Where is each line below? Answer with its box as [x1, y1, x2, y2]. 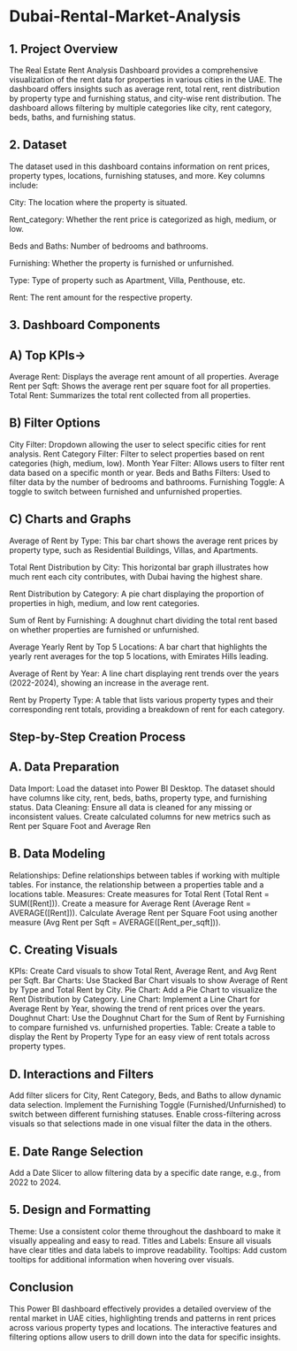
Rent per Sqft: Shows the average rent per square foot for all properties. [9, 380, 271, 391]
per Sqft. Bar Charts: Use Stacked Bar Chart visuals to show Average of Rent [9, 975, 288, 986]
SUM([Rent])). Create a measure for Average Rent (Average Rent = [9, 898, 252, 909]
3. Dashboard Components [9, 318, 161, 333]
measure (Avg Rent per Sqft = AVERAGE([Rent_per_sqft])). [9, 917, 221, 927]
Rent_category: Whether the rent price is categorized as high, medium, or [9, 214, 277, 225]
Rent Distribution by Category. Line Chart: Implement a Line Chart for [9, 994, 261, 1005]
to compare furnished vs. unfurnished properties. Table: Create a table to [9, 1022, 276, 1032]
